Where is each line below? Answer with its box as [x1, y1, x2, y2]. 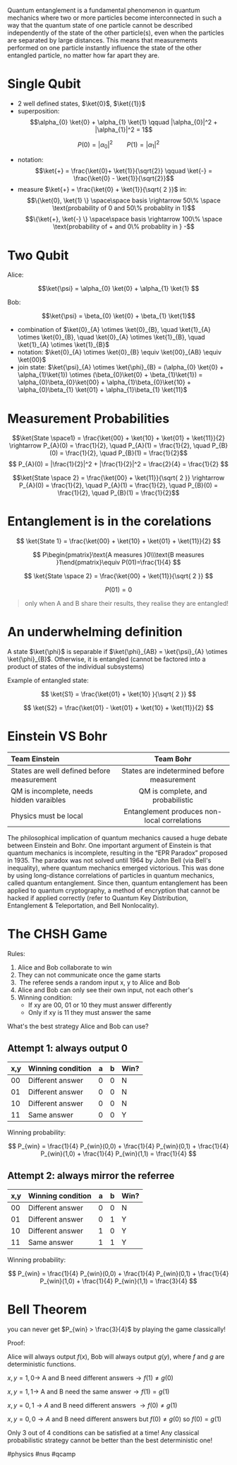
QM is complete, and [138, 786, 207, 796]
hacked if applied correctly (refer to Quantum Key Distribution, [7, 894, 188, 902]
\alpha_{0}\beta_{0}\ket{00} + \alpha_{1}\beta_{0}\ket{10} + [17, 378, 192, 386]
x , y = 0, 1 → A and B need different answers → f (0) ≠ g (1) [7, 1401, 178, 1409]
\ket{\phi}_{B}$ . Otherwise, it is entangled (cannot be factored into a [7, 655, 206, 664]
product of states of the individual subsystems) [7, 662, 145, 671]
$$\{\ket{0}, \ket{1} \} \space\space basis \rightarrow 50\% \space [27, 196, 221, 205]
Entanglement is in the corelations [7, 513, 212, 529]
